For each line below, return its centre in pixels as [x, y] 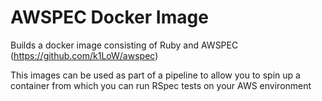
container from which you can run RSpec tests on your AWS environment [161, 85]
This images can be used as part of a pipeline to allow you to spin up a [155, 75]
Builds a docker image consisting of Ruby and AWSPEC [124, 45]
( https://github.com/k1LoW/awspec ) [84, 55]
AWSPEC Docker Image [109, 17]
